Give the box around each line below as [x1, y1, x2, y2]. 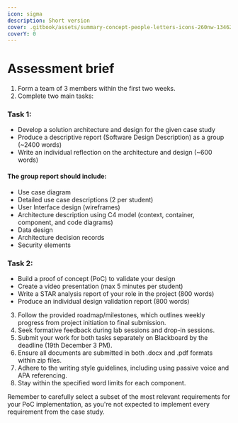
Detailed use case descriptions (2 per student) [17, 195, 154, 204]
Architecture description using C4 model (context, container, [17, 210, 195, 219]
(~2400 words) [17, 141, 62, 149]
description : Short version [7, 17, 91, 24]
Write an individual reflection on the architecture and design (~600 [17, 148, 212, 157]
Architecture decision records [17, 233, 105, 241]
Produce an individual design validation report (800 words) [17, 297, 190, 305]
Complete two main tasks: [17, 92, 94, 100]
